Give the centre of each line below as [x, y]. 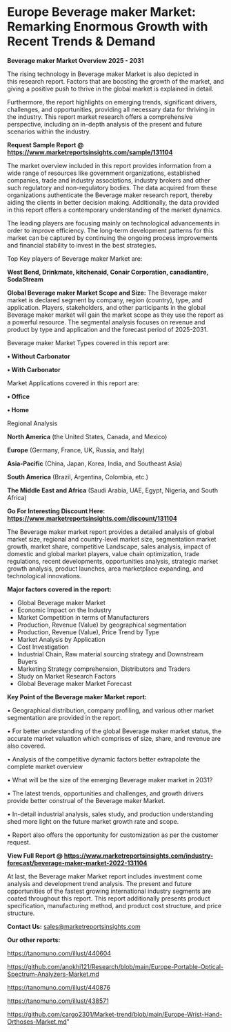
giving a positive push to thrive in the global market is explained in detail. [110, 89]
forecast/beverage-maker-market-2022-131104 [77, 863]
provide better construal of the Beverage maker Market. [86, 800]
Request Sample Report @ [46, 145]
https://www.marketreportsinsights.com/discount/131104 [92, 518]
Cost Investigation [43, 647]
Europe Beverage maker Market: [102, 12]
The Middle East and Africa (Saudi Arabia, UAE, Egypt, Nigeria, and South [113, 490]
